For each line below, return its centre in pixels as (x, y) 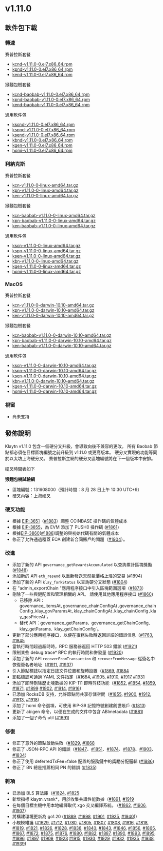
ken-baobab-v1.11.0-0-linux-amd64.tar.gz (54, 226)
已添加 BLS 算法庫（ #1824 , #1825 (45, 793)
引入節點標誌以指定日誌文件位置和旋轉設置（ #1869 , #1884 (70, 671)
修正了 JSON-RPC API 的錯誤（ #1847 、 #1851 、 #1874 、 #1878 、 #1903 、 (84, 749)
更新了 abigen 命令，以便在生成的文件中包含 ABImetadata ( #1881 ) (78, 712)
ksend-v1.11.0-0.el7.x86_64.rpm (44, 135)
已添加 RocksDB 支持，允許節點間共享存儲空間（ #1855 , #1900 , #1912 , (82, 694)
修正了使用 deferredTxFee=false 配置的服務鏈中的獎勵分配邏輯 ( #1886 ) (83, 761)
